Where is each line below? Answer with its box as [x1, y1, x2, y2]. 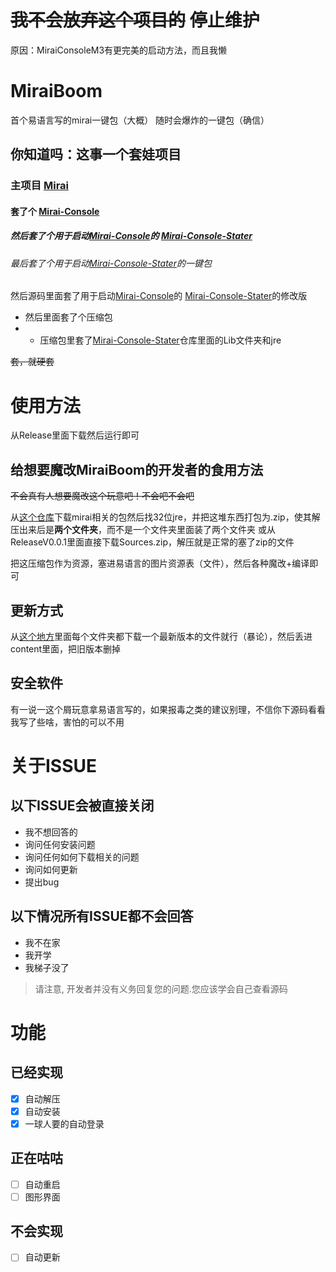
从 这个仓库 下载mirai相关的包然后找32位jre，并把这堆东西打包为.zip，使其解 [10, 511, 321, 523]
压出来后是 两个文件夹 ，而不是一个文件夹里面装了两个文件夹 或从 [10, 524, 276, 536]
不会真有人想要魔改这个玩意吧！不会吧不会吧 [10, 490, 195, 502]
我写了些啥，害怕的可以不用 [10, 716, 125, 728]
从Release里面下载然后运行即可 [10, 429, 140, 441]
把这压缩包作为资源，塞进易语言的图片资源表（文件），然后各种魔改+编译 [10, 557, 310, 570]
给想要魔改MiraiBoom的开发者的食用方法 [10, 461, 264, 478]
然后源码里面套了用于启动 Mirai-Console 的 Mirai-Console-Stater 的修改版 [10, 290, 308, 302]
